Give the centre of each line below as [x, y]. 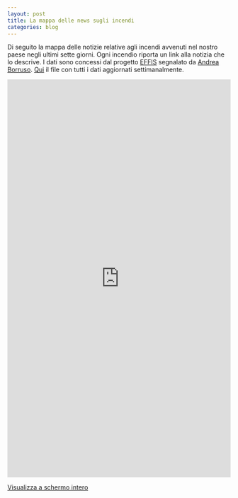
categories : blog [33, 27]
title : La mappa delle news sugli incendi [71, 21]
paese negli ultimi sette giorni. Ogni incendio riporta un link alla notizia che [116, 54]
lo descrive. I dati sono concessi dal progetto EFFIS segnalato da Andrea [113, 62]
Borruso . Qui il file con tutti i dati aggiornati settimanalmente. [96, 70]
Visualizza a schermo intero [48, 487]
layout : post [27, 14]
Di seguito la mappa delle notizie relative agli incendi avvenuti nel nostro [113, 47]
